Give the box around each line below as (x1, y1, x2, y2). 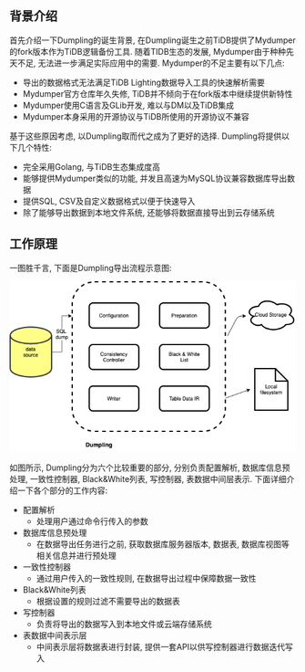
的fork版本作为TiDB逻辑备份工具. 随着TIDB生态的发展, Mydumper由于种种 (9, 46, 287, 57)
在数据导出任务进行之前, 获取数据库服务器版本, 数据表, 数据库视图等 (36, 538, 290, 550)
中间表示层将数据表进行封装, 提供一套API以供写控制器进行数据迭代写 (36, 641, 293, 652)
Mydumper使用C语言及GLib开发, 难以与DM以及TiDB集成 (22, 100, 235, 110)
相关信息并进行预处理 (36, 550, 117, 561)
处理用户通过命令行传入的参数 (36, 515, 148, 527)
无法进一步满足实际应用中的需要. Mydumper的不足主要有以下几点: (37, 58, 285, 68)
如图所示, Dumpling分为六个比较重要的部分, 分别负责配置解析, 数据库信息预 (9, 462, 290, 473)
